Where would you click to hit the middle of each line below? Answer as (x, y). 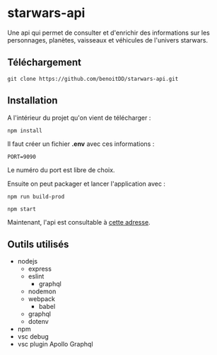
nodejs (27, 261)
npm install (25, 130)
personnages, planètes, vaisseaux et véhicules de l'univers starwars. (108, 40)
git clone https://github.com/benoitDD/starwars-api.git (93, 79)
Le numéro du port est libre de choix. (61, 170)
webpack (41, 299)
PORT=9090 (22, 157)
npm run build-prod (36, 196)
